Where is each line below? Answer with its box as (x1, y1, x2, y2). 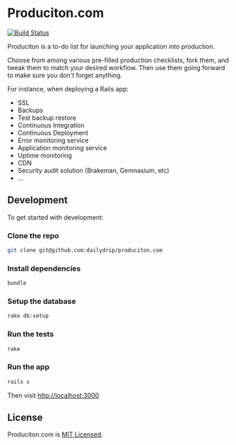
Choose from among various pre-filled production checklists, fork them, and (7, 55, 230, 64)
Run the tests (7, 329, 54, 339)
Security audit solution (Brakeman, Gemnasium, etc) (17, 166, 170, 174)
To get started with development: (7, 213, 104, 221)
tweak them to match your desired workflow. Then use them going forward (7, 63, 225, 72)
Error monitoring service (17, 136, 89, 145)
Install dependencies (7, 264, 81, 274)
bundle (7, 280, 27, 287)
